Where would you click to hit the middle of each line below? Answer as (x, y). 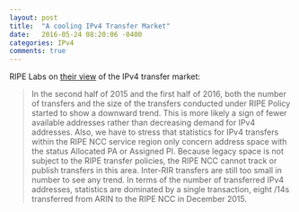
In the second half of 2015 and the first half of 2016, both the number (159, 94)
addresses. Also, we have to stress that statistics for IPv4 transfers (155, 132)
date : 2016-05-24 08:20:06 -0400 (76, 34)
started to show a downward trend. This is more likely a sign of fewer (159, 113)
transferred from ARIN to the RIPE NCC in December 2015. (139, 199)
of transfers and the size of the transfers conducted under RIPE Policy (161, 103)
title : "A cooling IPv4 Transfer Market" (90, 26)
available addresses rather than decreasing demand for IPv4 (143, 123)
